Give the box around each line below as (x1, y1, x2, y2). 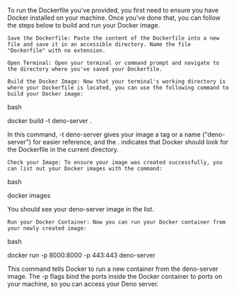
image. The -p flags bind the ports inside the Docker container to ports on (7, 272, 223, 280)
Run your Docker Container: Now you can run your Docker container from (7, 219, 226, 226)
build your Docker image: (7, 91, 83, 98)
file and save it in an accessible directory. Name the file (7, 41, 191, 48)
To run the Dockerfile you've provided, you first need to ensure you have (7, 6, 219, 14)
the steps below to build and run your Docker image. (7, 21, 160, 29)
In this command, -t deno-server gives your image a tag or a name (7, 130, 201, 139)
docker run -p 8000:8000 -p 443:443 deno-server (7, 251, 155, 259)
